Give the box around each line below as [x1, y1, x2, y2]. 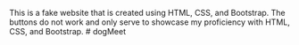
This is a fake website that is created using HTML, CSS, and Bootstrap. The [9, 8, 286, 18]
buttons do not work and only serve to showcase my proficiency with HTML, [9, 17, 290, 27]
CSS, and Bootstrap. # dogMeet [9, 26, 127, 36]
